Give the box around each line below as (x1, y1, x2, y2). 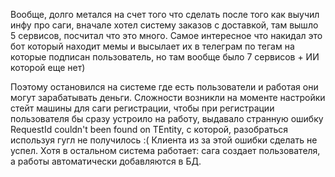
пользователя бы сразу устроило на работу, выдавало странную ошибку (10, 113, 324, 124)
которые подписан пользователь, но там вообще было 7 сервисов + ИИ (10, 51, 320, 63)
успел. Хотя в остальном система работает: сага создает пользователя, (10, 145, 321, 156)
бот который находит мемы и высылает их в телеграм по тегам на (10, 40, 295, 52)
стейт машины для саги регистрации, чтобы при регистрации (10, 102, 275, 114)
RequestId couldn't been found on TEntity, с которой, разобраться (10, 124, 289, 135)
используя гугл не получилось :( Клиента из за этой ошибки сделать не (10, 134, 318, 146)
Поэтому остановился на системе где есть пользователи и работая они (10, 81, 319, 93)
